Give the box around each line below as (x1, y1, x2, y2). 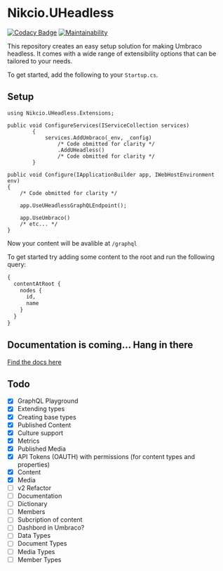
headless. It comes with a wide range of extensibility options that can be (7, 49, 217, 58)
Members (17, 508, 46, 516)
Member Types (17, 555, 62, 564)
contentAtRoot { (13, 280, 61, 287)
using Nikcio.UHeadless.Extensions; (7, 109, 114, 117)
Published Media (17, 444, 67, 453)
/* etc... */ (20, 220, 58, 227)
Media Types (17, 547, 55, 556)
